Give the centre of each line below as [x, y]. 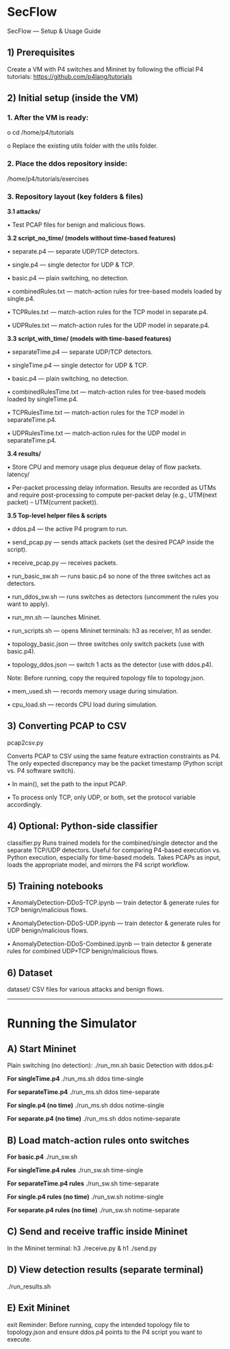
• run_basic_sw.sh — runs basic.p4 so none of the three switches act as [109, 576]
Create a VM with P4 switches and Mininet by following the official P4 [105, 69]
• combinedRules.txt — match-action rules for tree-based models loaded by [115, 291]
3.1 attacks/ [24, 212]
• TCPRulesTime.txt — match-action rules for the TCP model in [96, 412]
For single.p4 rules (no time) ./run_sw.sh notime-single [86, 1197]
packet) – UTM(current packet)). [53, 502]
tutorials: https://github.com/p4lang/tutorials [69, 76]
